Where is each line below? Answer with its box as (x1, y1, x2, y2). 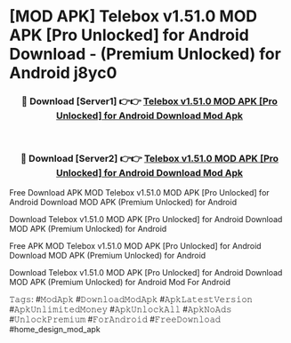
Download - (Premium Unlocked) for (9, 44, 282, 64)
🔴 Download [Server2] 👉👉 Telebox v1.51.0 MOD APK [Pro (20, 153, 279, 165)
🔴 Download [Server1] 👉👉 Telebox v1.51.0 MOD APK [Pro (20, 95, 279, 108)
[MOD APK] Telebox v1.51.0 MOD (9, 6, 258, 27)
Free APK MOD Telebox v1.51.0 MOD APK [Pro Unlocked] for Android (9, 240, 262, 251)
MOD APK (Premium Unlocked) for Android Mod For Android (9, 276, 231, 287)
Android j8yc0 (9, 63, 117, 84)
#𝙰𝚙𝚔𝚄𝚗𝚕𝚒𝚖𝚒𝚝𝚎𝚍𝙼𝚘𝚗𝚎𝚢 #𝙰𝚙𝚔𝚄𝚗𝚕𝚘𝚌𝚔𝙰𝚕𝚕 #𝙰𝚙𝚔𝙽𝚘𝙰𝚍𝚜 (9, 304, 232, 315)
